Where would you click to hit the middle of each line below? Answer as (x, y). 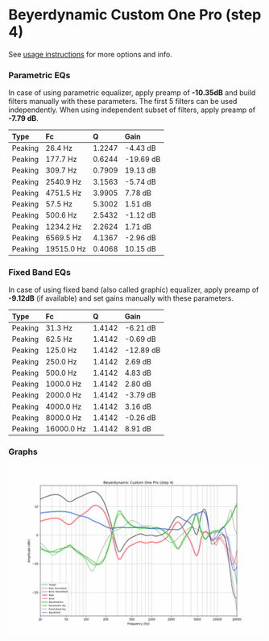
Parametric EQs (39, 75)
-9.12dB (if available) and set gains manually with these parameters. (121, 298)
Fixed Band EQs (39, 272)
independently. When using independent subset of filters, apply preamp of (132, 110)
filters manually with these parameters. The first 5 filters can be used (123, 102)
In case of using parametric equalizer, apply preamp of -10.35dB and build (132, 93)
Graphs (23, 452)
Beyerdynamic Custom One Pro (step (135, 15)
